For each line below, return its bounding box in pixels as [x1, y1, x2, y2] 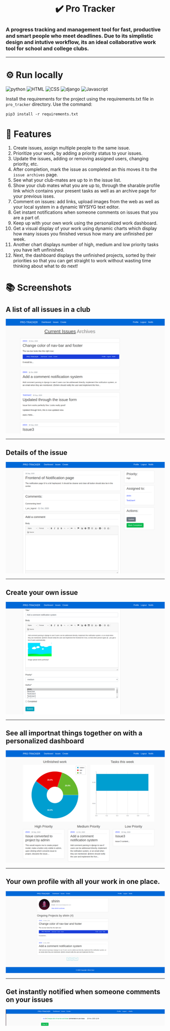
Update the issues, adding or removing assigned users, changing [13, 156, 149, 162]
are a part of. [13, 215, 40, 221]
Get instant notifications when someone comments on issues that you [13, 209, 158, 215]
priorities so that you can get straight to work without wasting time [13, 258, 151, 264]
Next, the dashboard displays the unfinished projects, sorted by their [13, 252, 156, 258]
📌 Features [6, 128, 52, 139]
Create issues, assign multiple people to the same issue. [13, 145, 130, 151]
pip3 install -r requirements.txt [6, 111, 79, 117]
